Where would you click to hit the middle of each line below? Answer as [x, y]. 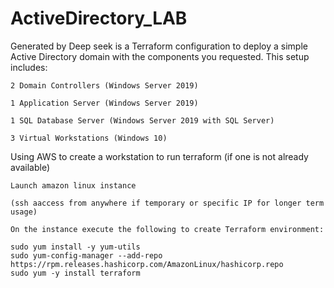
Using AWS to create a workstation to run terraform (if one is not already [159, 156]
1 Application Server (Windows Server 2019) [104, 103]
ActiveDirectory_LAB [99, 18]
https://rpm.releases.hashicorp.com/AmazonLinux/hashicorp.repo [147, 264]
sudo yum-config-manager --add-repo [86, 255]
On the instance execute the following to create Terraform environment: [167, 229]
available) [30, 167]
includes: [29, 67]
